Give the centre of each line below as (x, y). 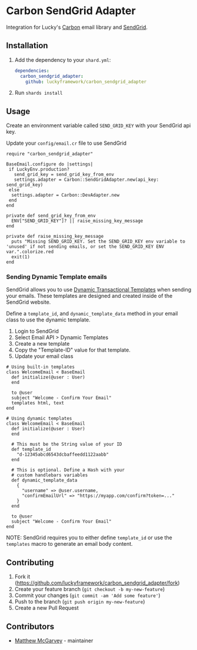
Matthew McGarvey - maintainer (54, 641)
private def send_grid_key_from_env (51, 216)
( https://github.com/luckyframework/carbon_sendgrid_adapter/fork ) (97, 583)
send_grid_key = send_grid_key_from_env (64, 175)
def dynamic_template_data (44, 480)
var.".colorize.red (30, 252)
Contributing (30, 563)
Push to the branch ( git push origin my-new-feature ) (80, 602)
